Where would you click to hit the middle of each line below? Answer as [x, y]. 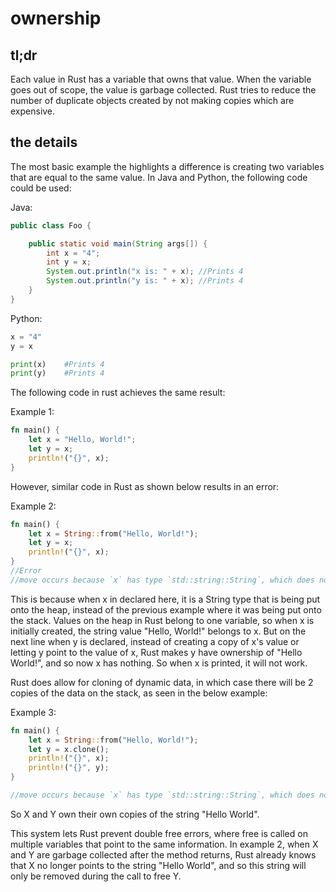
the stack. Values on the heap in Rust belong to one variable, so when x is [162, 620]
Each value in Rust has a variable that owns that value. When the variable [161, 79]
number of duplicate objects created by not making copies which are [152, 100]
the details [44, 142]
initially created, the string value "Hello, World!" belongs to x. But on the [158, 631]
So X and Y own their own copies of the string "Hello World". [135, 814]
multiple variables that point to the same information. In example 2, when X [164, 844]
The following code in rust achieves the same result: [118, 393]
